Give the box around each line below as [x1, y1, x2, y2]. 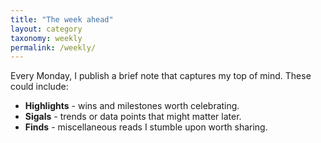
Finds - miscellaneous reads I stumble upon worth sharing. [24, 121, 268, 133]
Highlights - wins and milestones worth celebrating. [24, 100, 240, 112]
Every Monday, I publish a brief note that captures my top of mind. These [10, 70, 312, 82]
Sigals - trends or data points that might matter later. [24, 111, 242, 123]
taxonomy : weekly [10, 33, 83, 43]
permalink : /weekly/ [10, 42, 97, 53]
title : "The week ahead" [10, 14, 114, 25]
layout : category [10, 24, 83, 34]
